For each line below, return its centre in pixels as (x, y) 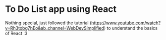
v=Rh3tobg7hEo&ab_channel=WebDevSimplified (55, 28)
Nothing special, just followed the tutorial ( (48, 23)
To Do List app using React (61, 9)
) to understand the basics (131, 28)
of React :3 (16, 33)
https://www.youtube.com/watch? (126, 23)
